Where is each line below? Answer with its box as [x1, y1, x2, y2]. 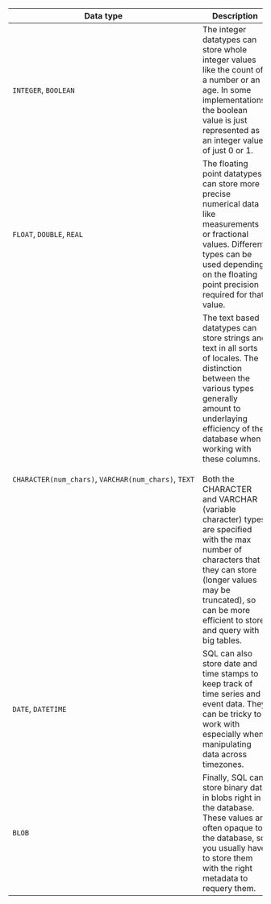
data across [202, 749, 248, 760]
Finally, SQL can [202, 772, 264, 783]
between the [202, 373, 250, 384]
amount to [202, 403, 241, 414]
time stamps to [202, 669, 259, 679]
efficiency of [202, 423, 250, 434]
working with [202, 444, 252, 454]
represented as [202, 125, 261, 135]
